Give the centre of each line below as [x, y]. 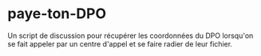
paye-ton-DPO [57, 14]
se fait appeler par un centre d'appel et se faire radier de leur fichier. [120, 43]
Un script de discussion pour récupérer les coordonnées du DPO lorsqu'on [130, 35]
